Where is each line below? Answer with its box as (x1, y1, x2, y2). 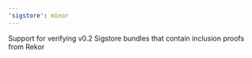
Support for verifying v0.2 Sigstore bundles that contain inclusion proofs (8, 33, 245, 43)
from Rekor (8, 41, 45, 52)
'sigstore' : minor (8, 11, 69, 20)
